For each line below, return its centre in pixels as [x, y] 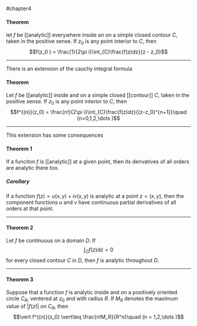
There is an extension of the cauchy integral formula [69, 69]
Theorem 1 [19, 149]
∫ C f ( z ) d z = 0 [98, 251]
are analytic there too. [33, 168]
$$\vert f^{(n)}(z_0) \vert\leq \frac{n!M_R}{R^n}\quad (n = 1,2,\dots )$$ [98, 317]
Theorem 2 [20, 227]
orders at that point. [30, 209]
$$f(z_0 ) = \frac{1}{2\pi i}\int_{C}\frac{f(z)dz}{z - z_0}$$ [98, 52]
